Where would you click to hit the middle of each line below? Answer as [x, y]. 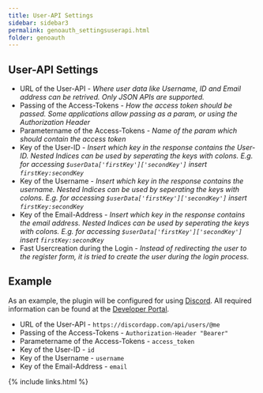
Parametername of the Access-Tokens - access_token [107, 341]
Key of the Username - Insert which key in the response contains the [131, 181]
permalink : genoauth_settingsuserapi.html [79, 30]
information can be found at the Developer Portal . [89, 308]
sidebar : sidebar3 [38, 23]
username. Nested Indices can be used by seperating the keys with [129, 190]
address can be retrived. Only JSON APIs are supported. [112, 97]
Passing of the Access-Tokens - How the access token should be [126, 106]
